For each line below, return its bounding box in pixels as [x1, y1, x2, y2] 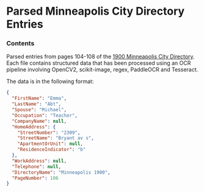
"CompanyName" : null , [12, 118, 67, 124]
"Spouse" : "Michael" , [12, 107, 67, 113]
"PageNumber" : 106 [12, 175, 59, 181]
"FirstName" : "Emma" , [12, 95, 67, 102]
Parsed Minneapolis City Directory [6, 4, 185, 18]
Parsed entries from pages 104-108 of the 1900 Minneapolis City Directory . [6, 53, 195, 61]
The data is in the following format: [6, 78, 94, 85]
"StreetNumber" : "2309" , [17, 130, 81, 136]
